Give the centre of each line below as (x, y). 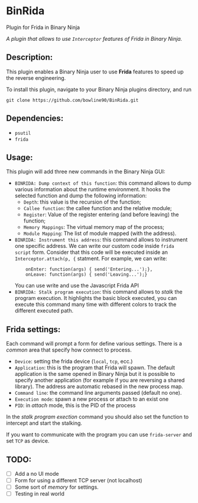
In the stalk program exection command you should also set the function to (98, 417)
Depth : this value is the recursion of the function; (82, 202)
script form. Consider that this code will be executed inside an (91, 252)
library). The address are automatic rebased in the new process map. (99, 386)
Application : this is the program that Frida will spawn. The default (95, 367)
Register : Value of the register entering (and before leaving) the (101, 215)
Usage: (20, 157)
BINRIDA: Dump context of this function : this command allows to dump (103, 183)
